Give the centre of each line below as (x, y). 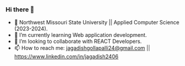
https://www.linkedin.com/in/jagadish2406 (66, 56)
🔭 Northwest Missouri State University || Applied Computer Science (97, 23)
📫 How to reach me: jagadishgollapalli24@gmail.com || (82, 48)
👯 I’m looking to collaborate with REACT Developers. (78, 42)
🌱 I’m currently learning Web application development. (80, 35)
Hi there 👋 (20, 10)
